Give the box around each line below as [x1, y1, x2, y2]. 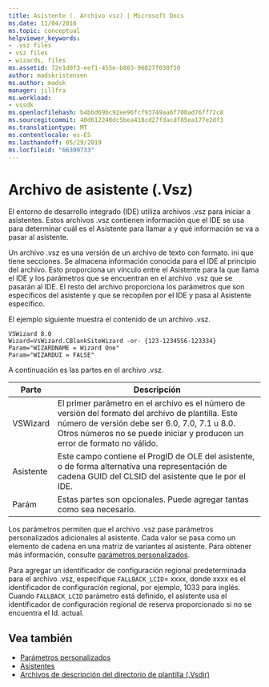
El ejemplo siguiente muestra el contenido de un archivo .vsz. [8, 314, 211, 325]
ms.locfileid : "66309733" [8, 146, 94, 154]
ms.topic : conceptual [8, 26, 81, 34]
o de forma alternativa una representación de [57, 461, 227, 472]
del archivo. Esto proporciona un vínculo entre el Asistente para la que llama [8, 265, 259, 275]
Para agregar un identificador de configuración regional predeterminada [8, 566, 247, 576]
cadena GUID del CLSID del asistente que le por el [57, 471, 246, 482]
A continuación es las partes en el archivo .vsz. [8, 366, 164, 375]
